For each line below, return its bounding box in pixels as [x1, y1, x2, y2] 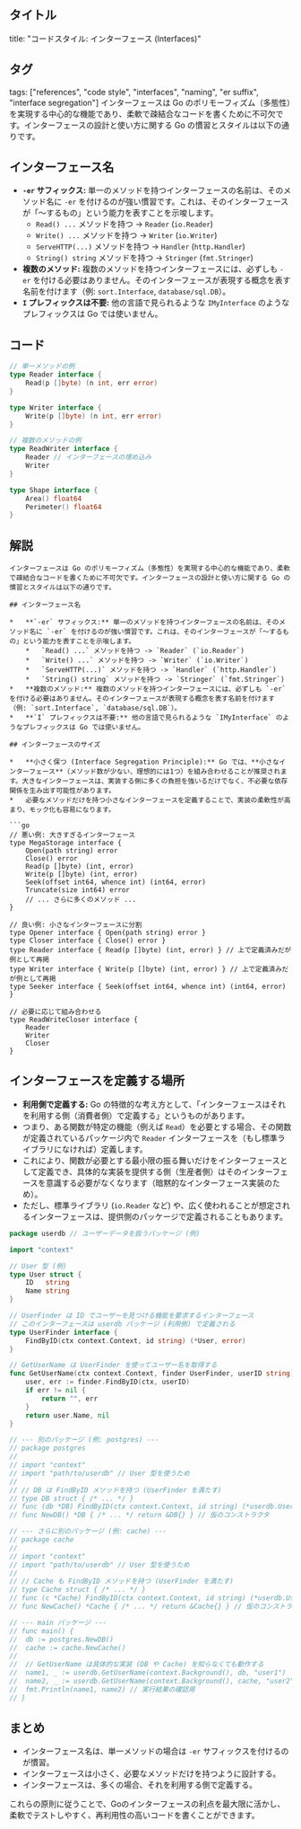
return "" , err [41, 1394, 99, 1403]
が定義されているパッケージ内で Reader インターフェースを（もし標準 [21, 1132, 278, 1143]
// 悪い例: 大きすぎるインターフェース [9, 831, 136, 840]
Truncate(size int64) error [25, 886, 130, 895]
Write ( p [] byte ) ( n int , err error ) [25, 411, 163, 420]
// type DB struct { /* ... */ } [9, 1494, 134, 1503]
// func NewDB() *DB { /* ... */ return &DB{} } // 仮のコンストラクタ [9, 1511, 271, 1520]
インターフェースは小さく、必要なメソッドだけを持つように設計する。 [21, 1768, 281, 1780]
